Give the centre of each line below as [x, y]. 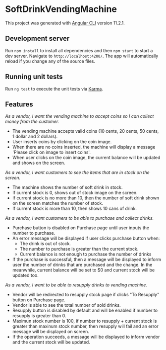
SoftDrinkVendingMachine [61, 9]
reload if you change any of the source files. [50, 61]
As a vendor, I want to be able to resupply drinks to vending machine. [76, 285]
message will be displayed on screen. [51, 332]
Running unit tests [34, 77]
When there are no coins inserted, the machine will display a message [84, 147]
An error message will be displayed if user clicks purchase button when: [86, 238]
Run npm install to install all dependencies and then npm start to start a [79, 50]
